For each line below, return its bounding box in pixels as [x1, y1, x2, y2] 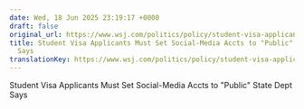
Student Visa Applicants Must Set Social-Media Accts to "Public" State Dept [9, 80, 292, 90]
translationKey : [9, 55, 71, 64]
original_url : [9, 30, 63, 39]
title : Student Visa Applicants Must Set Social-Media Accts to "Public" [9, 38, 294, 48]
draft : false [9, 22, 59, 31]
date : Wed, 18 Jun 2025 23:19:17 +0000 [9, 13, 160, 23]
